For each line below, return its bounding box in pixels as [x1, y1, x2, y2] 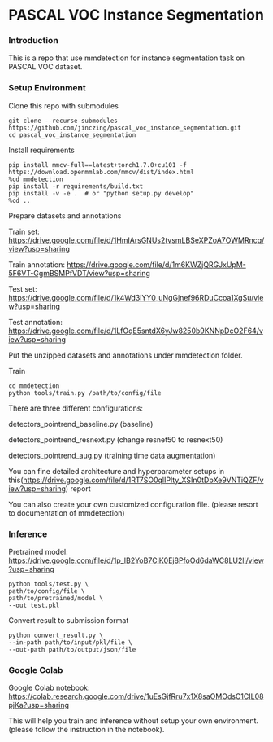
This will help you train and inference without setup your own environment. [8, 716, 258, 726]
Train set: [8, 226, 41, 236]
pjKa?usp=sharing [8, 700, 70, 710]
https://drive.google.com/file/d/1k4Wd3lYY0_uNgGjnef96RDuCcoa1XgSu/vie [8, 292, 264, 302]
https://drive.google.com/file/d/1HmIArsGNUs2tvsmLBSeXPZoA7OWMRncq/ [8, 235, 265, 245]
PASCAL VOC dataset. [8, 62, 83, 72]
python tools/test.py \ [8, 580, 89, 588]
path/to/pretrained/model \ [8, 595, 104, 603]
